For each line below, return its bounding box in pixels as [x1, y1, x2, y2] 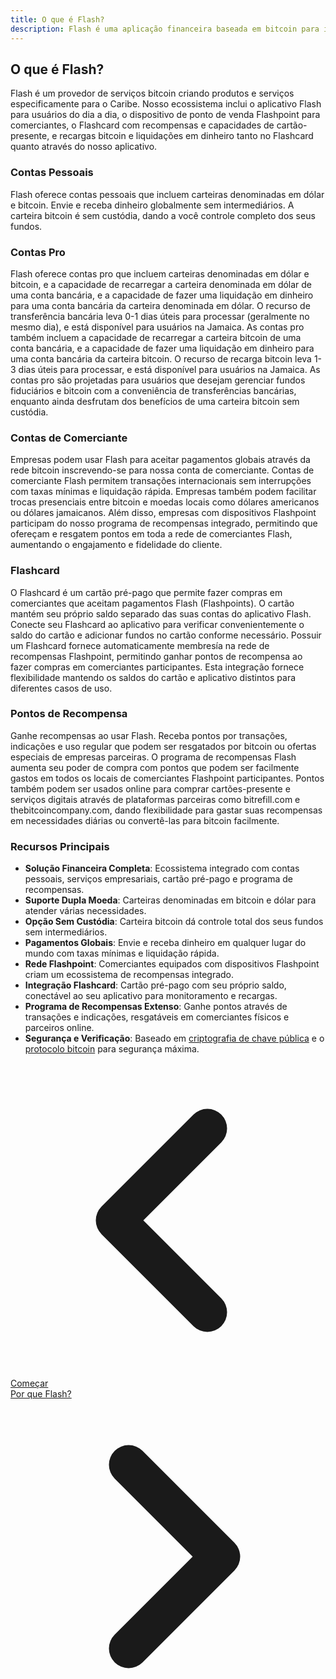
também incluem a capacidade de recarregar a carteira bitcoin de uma [10, 331, 302, 343]
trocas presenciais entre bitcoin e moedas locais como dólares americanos [10, 496, 320, 508]
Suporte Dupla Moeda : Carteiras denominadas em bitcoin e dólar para [24, 894, 317, 906]
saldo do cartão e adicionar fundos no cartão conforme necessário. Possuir [10, 629, 322, 641]
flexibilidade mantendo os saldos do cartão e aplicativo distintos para [10, 671, 297, 683]
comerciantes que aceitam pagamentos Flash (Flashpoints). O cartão [10, 597, 295, 609]
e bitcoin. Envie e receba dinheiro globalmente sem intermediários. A [10, 199, 295, 211]
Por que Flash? [10, 1388, 72, 1400]
